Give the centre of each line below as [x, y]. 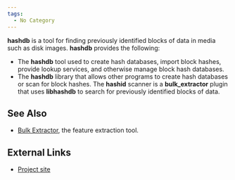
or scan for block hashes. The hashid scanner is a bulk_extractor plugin [123, 84]
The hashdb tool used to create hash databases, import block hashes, [119, 61]
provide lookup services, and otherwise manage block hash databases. [121, 69]
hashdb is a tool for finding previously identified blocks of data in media [112, 40]
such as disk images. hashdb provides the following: [84, 48]
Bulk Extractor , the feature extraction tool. [78, 130]
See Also [27, 113]
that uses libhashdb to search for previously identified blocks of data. [119, 91]
